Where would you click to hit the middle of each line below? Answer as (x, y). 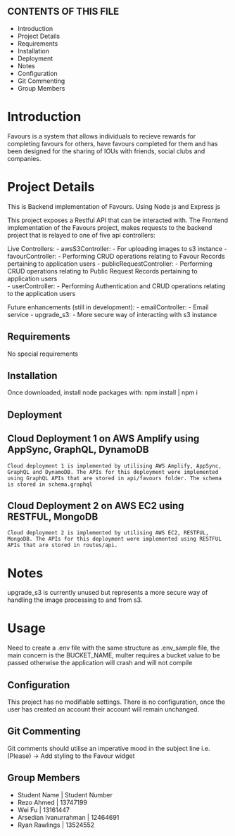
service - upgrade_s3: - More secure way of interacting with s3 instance (112, 314)
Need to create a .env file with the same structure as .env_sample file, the (114, 648)
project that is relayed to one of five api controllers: (81, 235)
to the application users (42, 293)
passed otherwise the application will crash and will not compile (100, 663)
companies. (24, 158)
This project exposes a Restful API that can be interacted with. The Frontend (118, 220)
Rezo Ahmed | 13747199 (52, 802)
